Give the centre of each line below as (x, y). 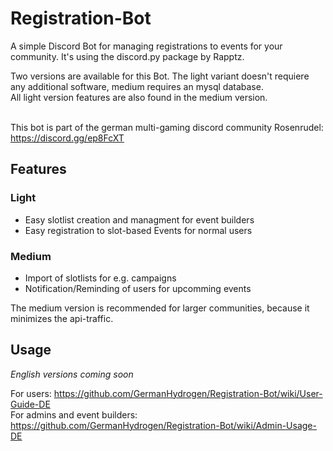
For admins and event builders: (74, 414)
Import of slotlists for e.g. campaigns (100, 278)
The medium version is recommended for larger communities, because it (160, 308)
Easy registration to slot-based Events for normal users (138, 230)
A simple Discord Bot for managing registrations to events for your (146, 46)
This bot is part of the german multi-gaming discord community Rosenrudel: (167, 127)
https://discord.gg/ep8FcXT (67, 138)
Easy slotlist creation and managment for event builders (139, 219)
